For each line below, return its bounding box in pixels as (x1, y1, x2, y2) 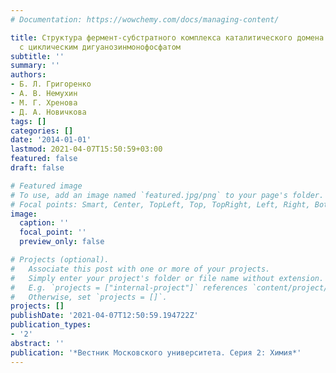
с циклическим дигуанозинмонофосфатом (19, 42, 182, 52)
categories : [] (10, 126, 74, 136)
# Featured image (10, 181, 83, 191)
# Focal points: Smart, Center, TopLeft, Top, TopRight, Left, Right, (10, 199, 311, 210)
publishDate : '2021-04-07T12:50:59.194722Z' (10, 311, 199, 321)
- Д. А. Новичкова (10, 107, 87, 117)
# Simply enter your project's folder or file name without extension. (10, 273, 325, 283)
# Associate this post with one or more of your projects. (10, 264, 271, 274)
